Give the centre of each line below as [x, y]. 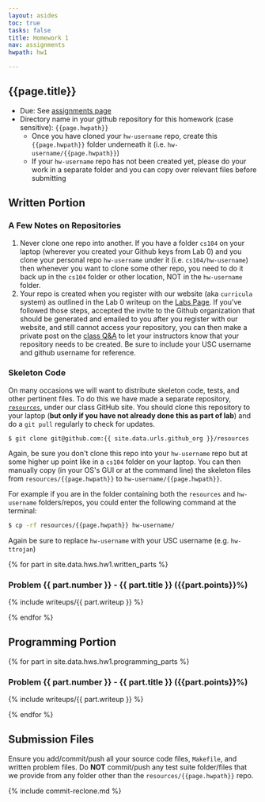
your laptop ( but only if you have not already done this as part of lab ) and [130, 415]
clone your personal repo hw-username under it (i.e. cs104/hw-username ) [134, 259]
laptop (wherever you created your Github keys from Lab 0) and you [131, 251]
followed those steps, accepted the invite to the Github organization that [137, 310]
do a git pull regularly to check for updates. [82, 424]
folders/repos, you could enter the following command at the [137, 502]
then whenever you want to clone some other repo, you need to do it [131, 268]
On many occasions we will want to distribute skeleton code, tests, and [124, 390]
